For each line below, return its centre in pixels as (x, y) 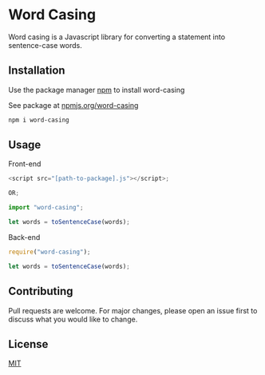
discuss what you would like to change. (73, 319)
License (28, 344)
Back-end (24, 237)
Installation (37, 71)
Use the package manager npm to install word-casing (97, 90)
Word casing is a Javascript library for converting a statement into (117, 37)
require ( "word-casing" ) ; (49, 252)
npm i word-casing (39, 120)
